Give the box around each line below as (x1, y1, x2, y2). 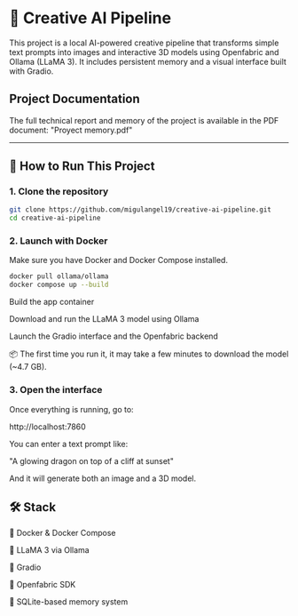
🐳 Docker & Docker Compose (9, 528, 116, 539)
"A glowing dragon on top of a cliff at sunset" (9, 455, 175, 466)
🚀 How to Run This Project (9, 159, 155, 174)
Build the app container (9, 297, 95, 308)
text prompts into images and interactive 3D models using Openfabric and (9, 46, 279, 57)
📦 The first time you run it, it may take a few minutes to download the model (9, 348, 289, 359)
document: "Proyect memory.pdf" (9, 124, 133, 135)
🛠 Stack (9, 500, 56, 515)
